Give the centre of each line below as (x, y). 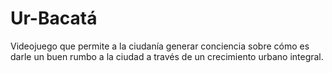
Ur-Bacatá (54, 18)
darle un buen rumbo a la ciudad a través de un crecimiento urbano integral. (167, 56)
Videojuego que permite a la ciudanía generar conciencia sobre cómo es (160, 46)
